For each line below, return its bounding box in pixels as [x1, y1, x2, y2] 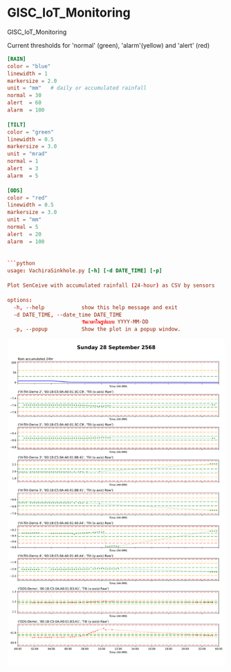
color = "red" [7, 194, 48, 202]
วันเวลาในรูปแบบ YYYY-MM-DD [81, 319, 149, 326]
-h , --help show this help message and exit [13, 303, 178, 311]
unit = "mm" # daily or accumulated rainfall [7, 85, 147, 91]
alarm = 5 [7, 172, 39, 179]
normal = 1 [7, 158, 39, 165]
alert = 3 [7, 165, 39, 173]
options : [7, 297, 33, 303]
